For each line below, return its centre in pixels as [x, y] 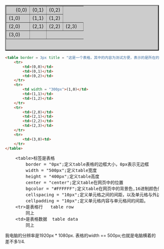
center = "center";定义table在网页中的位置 [74, 183]
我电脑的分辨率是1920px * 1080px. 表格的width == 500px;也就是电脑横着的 [81, 235]
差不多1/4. [15, 242]
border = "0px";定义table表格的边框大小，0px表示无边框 [87, 164]
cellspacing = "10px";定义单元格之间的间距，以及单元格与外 [91, 195]
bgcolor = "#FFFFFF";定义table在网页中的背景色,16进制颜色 [92, 189]
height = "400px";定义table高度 [62, 177]
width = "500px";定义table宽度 [61, 171]
